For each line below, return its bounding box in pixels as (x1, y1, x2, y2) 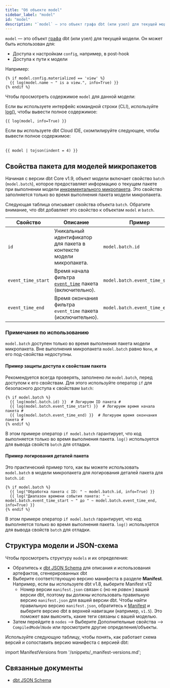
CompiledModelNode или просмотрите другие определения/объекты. (12, 624, 158, 630)
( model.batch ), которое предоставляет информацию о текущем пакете (5, 181, 157, 187)
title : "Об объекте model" (5, 7, 62, 13)
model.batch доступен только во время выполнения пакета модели (5, 341, 150, 347)
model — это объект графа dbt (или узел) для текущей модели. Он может (5, 36, 163, 42)
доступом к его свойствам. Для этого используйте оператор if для (5, 379, 152, 386)
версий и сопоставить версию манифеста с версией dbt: (5, 639, 129, 645)
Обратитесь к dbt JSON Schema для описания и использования (12, 565, 151, 571)
